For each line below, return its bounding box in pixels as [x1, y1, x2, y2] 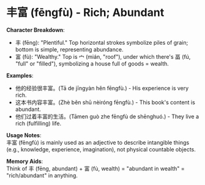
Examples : [6, 72, 34, 79]
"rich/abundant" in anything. [6, 172, 78, 179]
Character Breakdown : [6, 26, 65, 34]
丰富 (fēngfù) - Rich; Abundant [6, 6, 165, 20]
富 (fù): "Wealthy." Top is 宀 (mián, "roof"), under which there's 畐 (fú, [15, 53, 191, 60]
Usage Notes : [6, 131, 42, 138]
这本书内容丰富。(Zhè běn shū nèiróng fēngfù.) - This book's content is [15, 99, 196, 106]
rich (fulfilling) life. [15, 119, 62, 127]
